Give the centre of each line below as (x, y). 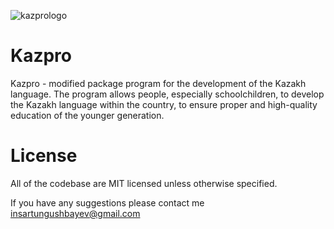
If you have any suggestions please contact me (107, 202)
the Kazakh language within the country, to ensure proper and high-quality (164, 104)
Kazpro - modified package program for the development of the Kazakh (158, 83)
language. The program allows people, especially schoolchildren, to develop (167, 94)
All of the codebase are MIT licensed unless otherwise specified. (144, 183)
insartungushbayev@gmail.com (75, 213)
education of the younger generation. (87, 115)
